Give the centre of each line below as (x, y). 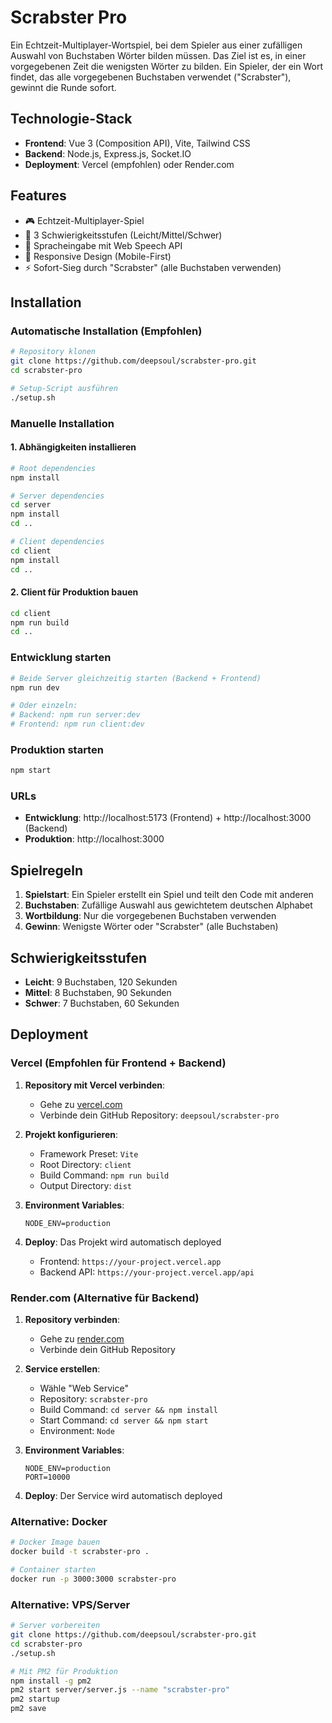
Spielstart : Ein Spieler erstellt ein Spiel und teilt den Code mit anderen (169, 895)
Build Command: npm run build (104, 1175)
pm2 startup (35, 1699)
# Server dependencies (57, 496)
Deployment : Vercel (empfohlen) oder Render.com (129, 164)
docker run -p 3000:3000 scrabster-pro (93, 1579)
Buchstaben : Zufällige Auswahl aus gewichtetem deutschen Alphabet (168, 905)
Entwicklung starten (61, 658)
